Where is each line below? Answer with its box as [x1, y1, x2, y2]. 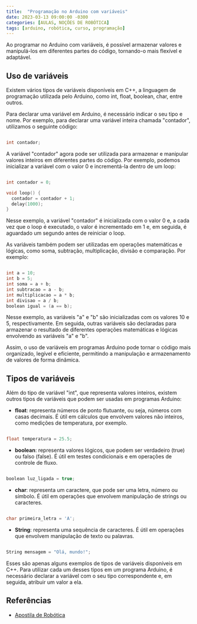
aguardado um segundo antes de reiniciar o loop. [6, 229, 126, 237]
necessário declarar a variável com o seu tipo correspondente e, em [6, 572, 172, 579]
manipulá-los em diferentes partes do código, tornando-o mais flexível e [6, 48, 182, 55]
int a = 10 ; [6, 270, 35, 276]
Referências [6, 596, 52, 606]
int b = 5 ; [6, 275, 33, 282]
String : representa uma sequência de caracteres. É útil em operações [14, 526, 185, 533]
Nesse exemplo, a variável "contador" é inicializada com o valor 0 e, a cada [6, 217, 190, 224]
